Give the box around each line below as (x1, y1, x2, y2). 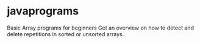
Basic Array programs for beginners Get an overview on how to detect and (7, 24, 195, 31)
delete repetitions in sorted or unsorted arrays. (7, 30, 124, 37)
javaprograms (7, 4, 79, 18)
